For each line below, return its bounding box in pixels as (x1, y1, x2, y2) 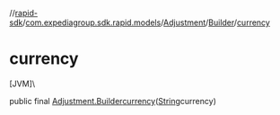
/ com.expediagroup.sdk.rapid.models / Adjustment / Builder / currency (22, 17, 271, 28)
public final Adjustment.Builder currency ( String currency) (9, 95, 217, 106)
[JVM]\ (9, 78, 36, 89)
